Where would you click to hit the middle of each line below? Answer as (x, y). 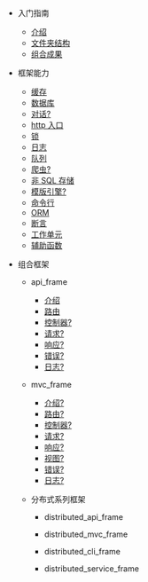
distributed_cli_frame (82, 551)
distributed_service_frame (92, 569)
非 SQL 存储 (53, 181)
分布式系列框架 (58, 499)
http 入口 (47, 125)
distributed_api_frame (84, 517)
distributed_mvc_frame (86, 534)
